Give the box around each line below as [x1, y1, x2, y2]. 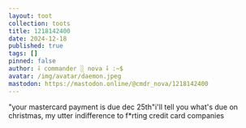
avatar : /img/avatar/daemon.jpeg [8, 72, 122, 80]
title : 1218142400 [8, 27, 71, 35]
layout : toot [8, 11, 53, 20]
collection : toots [8, 19, 71, 28]
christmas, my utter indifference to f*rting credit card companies [8, 110, 225, 120]
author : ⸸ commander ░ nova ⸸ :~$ [8, 65, 123, 73]
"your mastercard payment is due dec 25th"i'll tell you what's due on [8, 102, 238, 112]
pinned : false [8, 58, 57, 66]
